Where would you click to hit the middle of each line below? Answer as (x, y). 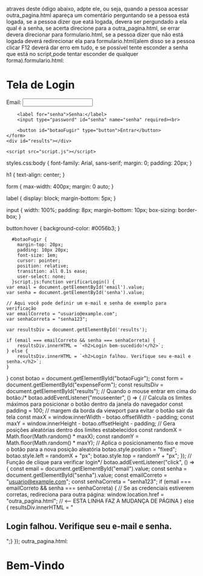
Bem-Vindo (35, 565)
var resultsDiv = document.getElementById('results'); (77, 330)
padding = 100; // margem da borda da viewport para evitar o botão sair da (100, 410)
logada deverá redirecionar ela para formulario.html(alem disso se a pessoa (101, 41)
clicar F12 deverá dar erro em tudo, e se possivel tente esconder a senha (97, 47)
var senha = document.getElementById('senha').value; (76, 292)
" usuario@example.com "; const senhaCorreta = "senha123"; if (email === (99, 481)
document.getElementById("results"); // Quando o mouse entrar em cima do (101, 391)
